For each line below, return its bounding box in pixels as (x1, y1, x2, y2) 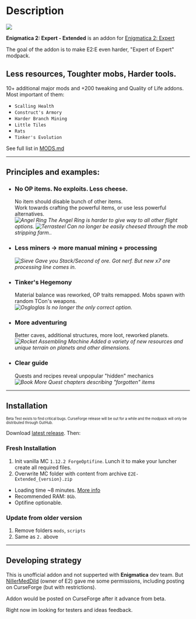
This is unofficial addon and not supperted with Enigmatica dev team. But (6, 571, 184, 578)
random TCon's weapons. (14, 298, 77, 305)
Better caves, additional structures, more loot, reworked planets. (14, 332, 169, 339)
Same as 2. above (14, 533, 58, 540)
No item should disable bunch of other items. (14, 198, 123, 205)
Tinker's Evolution (14, 134, 62, 140)
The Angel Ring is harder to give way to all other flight (47, 217, 178, 224)
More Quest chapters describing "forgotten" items (34, 378, 155, 385)
